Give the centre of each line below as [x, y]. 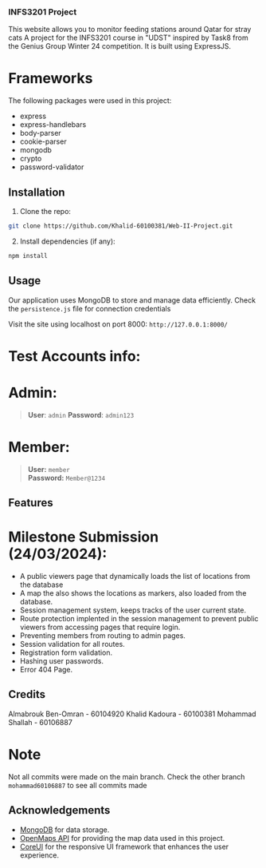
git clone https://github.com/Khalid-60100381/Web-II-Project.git [121, 226]
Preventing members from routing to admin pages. [102, 636]
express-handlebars [53, 125]
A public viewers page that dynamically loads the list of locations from [135, 576]
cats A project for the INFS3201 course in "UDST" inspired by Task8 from [128, 38]
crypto [31, 159]
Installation [37, 192]
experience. [39, 855]
